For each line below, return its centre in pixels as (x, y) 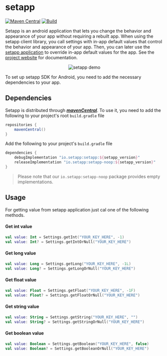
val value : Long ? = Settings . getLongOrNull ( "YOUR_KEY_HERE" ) (70, 268)
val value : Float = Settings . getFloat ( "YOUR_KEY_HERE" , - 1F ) (70, 290)
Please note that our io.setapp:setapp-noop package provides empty (89, 176)
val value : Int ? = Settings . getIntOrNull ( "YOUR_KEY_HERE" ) (68, 242)
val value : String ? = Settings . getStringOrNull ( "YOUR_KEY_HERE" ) (75, 322)
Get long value (21, 253)
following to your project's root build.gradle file (55, 115)
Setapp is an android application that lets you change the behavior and (78, 31)
